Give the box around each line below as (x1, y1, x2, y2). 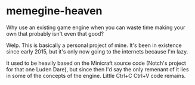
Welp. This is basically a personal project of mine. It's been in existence (6, 42, 182, 49)
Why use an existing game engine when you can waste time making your (6, 24, 185, 31)
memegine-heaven (6, 4, 103, 18)
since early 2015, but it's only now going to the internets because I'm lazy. (6, 48, 188, 55)
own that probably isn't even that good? (6, 30, 104, 37)
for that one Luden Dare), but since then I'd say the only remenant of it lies (6, 65, 189, 73)
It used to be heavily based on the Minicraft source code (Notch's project (6, 59, 186, 67)
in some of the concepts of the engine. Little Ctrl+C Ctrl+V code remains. (6, 72, 186, 79)
